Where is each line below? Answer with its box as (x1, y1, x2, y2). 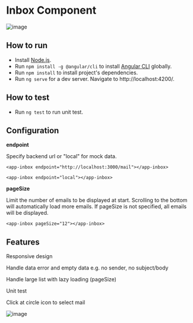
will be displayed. (6, 209, 49, 217)
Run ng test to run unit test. (14, 108, 83, 115)
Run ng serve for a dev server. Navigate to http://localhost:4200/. (14, 75, 175, 82)
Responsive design (6, 253, 53, 260)
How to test (6, 93, 49, 103)
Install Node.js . (14, 56, 52, 63)
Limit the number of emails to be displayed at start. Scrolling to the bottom (6, 197, 188, 204)
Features (6, 237, 40, 247)
